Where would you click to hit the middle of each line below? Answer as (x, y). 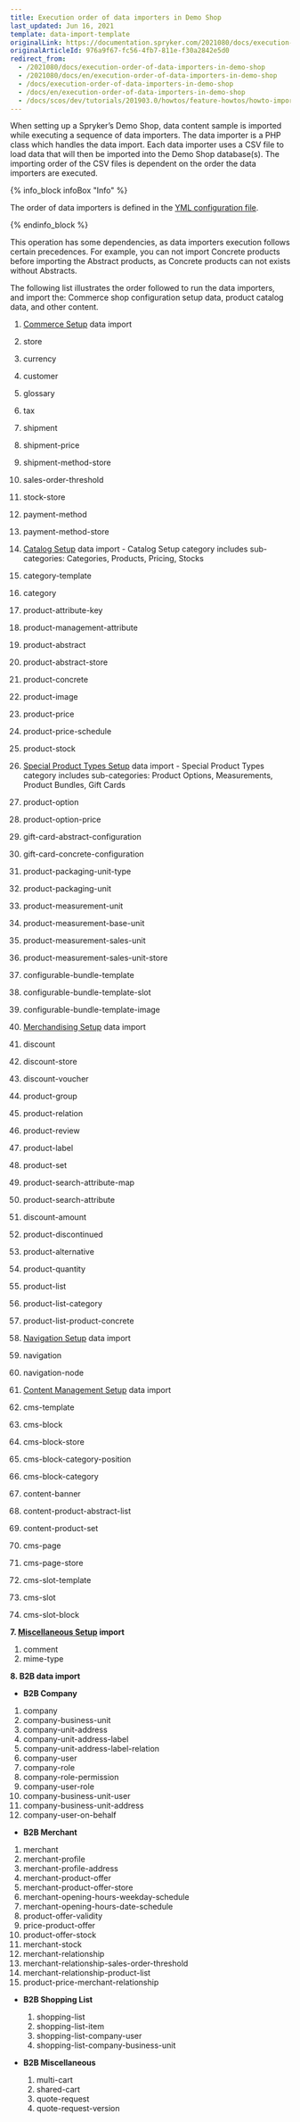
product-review (51, 1131)
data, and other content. (54, 307)
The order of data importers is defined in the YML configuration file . (134, 208)
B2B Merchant (50, 1832)
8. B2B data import (45, 1676)
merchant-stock (53, 1944)
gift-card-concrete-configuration (84, 854)
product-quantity (54, 1269)
